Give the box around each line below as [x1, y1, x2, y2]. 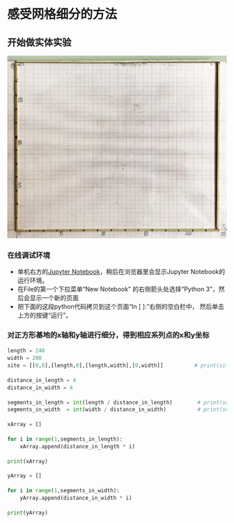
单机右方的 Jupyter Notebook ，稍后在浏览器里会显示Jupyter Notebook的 [17, 268, 225, 276]
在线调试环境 [7, 250, 51, 260]
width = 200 [7, 355, 42, 362]
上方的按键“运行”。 [17, 311, 72, 319]
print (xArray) [7, 457, 49, 464]
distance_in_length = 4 [7, 377, 77, 384]
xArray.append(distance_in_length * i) [19, 443, 136, 450]
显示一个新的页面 [29, 294, 79, 302]
